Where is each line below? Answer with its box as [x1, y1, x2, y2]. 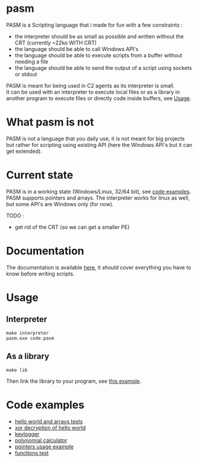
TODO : [6, 212, 25, 219]
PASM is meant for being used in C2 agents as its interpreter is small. [6, 82, 175, 89]
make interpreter [6, 330, 49, 336]
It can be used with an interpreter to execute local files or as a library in [6, 88, 180, 95]
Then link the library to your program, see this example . [6, 377, 142, 384]
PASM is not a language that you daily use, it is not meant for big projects [6, 135, 185, 142]
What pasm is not [6, 115, 94, 129]
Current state [6, 168, 74, 182]
